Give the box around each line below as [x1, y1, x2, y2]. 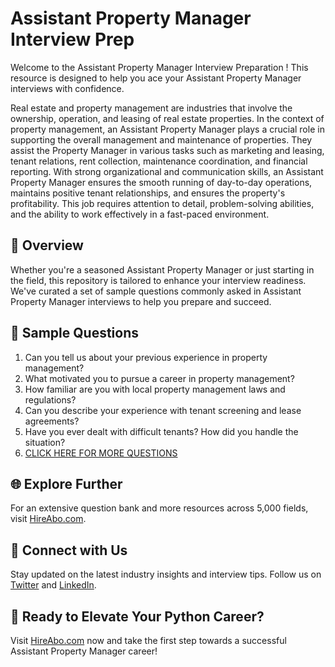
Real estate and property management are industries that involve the [10, 102, 293, 114]
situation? [24, 436, 66, 448]
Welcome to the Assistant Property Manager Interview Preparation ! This [10, 61, 309, 73]
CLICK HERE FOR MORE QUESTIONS [24, 447, 178, 459]
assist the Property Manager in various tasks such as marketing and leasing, [10, 144, 325, 156]
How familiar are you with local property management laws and [24, 383, 286, 395]
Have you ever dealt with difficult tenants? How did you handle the [24, 425, 299, 437]
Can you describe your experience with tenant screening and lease [24, 404, 302, 416]
